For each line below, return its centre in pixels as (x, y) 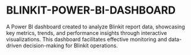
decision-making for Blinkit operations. (70, 46)
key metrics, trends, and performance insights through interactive (87, 33)
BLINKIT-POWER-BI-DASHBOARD (91, 10)
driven (14, 46)
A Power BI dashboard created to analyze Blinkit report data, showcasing (96, 27)
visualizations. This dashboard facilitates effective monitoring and (87, 39)
